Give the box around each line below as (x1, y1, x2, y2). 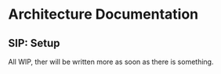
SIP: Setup (8, 37, 60, 50)
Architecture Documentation (8, 5, 199, 23)
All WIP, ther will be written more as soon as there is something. (8, 57, 214, 66)
